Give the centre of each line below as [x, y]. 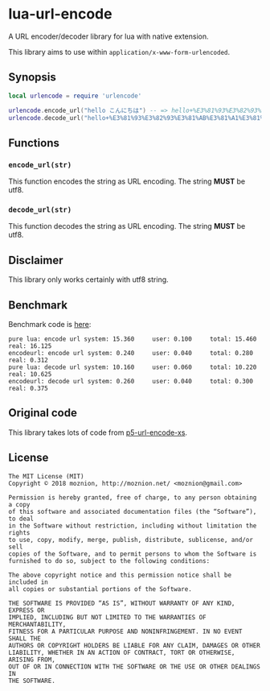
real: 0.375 [28, 388]
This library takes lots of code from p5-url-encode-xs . [98, 432]
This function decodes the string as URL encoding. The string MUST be [127, 226]
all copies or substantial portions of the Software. [100, 589]
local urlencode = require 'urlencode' [75, 96]
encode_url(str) [40, 165]
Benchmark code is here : [50, 324]
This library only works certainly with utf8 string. [88, 279]
